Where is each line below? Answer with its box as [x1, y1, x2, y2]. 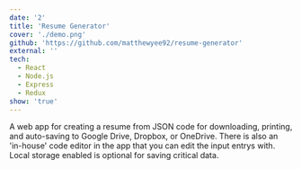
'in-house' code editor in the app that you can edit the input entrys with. [9, 140, 276, 151]
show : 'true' [9, 96, 58, 106]
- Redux [17, 88, 47, 97]
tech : [9, 55, 30, 64]
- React [17, 64, 47, 73]
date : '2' [9, 13, 47, 22]
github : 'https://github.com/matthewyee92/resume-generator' [9, 38, 243, 48]
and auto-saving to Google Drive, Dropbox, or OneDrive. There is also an [9, 131, 279, 142]
